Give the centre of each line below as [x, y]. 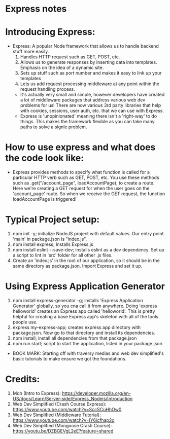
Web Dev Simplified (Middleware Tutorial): [57, 415]
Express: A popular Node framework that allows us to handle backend [86, 46]
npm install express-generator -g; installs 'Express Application [78, 300]
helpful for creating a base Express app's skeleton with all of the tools [86, 316]
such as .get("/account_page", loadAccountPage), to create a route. [83, 183]
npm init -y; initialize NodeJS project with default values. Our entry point [88, 233]
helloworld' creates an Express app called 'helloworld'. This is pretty [84, 311]
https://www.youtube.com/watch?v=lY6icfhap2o [63, 420]
